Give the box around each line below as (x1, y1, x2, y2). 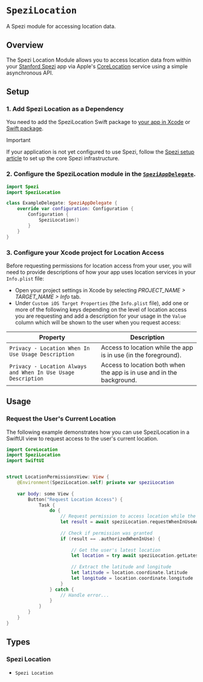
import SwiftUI (6, 457, 45, 464)
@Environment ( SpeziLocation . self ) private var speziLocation (17, 480, 174, 486)
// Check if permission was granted (60, 530, 153, 536)
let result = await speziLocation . (60, 519, 150, 525)
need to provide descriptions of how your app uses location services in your (6, 268, 196, 275)
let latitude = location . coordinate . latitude (71, 569, 188, 576)
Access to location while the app (100, 343, 193, 352)
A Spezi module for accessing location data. (6, 22, 116, 30)
